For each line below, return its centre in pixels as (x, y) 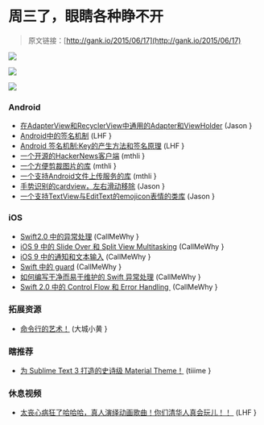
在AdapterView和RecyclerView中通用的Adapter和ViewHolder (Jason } (136, 126)
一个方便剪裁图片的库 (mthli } (68, 166)
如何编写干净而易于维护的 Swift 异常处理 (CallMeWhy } (110, 277)
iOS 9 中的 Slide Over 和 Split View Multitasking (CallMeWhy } (122, 246)
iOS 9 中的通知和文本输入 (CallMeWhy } (85, 256)
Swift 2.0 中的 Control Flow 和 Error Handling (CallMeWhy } (119, 286)
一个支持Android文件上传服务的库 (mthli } (88, 176)
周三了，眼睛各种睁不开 (86, 17)
